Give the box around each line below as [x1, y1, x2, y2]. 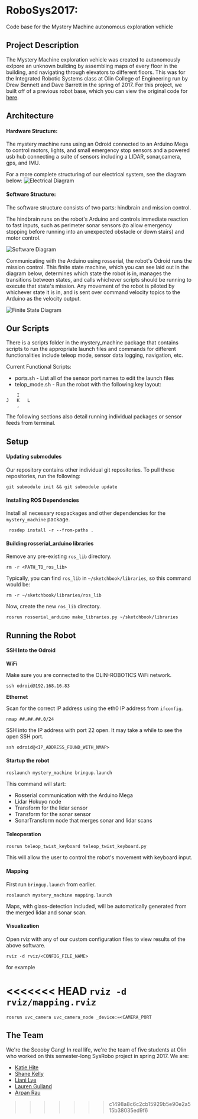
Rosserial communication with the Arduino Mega [14, 792, 133, 799]
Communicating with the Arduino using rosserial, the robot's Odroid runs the [6, 257, 192, 264]
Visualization [6, 923, 40, 930]
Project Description [6, 40, 79, 50]
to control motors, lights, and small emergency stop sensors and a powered [6, 147, 190, 154]
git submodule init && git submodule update [6, 483, 118, 490]
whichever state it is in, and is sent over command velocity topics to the [6, 288, 180, 296]
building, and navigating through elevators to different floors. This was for [6, 69, 186, 76]
